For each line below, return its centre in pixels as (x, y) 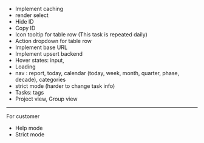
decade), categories (40, 79)
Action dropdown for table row (53, 41)
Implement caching (39, 9)
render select (32, 15)
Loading (25, 67)
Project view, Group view (46, 99)
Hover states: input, (40, 60)
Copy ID (25, 28)
